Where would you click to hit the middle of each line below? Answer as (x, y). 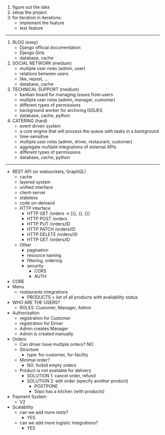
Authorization (26, 313)
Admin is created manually (46, 334)
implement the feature (42, 23)
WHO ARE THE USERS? (36, 302)
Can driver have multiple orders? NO (56, 344)
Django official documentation (50, 47)
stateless (29, 198)
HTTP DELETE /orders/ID (52, 234)
